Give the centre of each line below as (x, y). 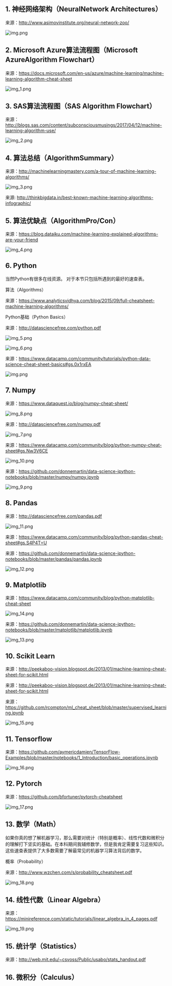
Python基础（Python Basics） (37, 317)
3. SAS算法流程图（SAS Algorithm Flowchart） (81, 106)
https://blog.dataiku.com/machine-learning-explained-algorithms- (89, 234)
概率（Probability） (26, 861)
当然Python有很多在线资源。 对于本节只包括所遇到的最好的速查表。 (76, 279)
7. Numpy (20, 390)
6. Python (21, 266)
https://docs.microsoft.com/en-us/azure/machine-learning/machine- (91, 73)
